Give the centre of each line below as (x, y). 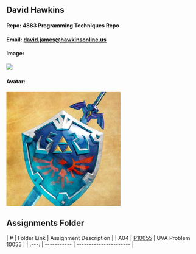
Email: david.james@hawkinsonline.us (56, 40)
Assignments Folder (45, 223)
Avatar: (16, 82)
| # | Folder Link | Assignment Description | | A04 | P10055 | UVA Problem (98, 238)
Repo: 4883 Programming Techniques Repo (63, 25)
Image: (15, 54)
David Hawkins (35, 10)
